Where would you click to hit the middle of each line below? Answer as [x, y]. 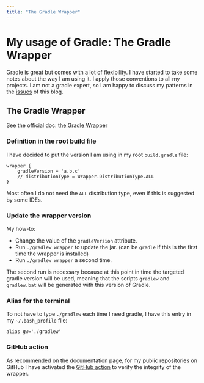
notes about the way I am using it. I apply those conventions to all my [93, 78]
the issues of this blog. [35, 92]
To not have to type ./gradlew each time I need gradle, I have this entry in [99, 314]
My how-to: [21, 228]
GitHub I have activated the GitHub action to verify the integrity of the [94, 367]
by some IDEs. [24, 200]
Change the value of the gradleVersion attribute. [76, 240]
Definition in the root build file [51, 141]
